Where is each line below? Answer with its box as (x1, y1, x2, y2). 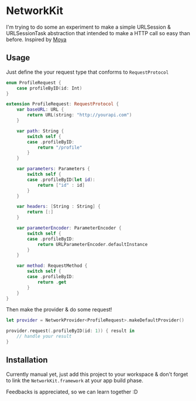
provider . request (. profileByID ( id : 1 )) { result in (6, 328, 135, 334)
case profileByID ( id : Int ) (16, 85, 82, 91)
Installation (6, 355, 48, 365)
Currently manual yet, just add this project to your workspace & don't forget (6, 371, 188, 378)
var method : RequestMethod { (16, 263, 88, 269)
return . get (37, 279, 67, 285)
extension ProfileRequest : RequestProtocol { (6, 101, 119, 107)
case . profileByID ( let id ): (27, 177, 95, 183)
